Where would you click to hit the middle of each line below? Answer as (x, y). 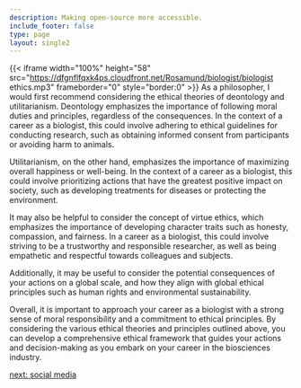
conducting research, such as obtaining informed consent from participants (149, 135)
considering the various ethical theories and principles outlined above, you (147, 329)
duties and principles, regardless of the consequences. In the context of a (146, 116)
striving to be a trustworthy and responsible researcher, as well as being (143, 246)
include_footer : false (52, 26)
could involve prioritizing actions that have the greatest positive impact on (146, 181)
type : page (30, 34)
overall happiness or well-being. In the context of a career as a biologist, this (151, 172)
